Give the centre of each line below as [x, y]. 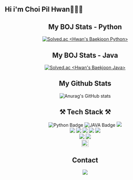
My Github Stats [85, 84]
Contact [85, 160]
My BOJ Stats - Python [85, 27]
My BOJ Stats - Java [85, 55]
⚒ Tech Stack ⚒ [85, 112]
